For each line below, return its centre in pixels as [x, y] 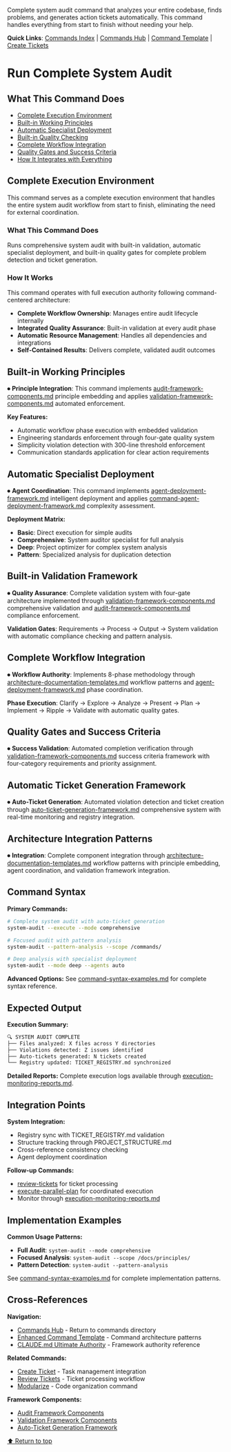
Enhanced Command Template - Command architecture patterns [109, 1337]
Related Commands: [37, 1358]
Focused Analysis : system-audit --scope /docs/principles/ [104, 1257]
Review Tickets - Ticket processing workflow [81, 1378]
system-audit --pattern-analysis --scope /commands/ [84, 947]
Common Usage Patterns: [45, 1237]
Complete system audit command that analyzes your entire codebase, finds [114, 10]
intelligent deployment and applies [99, 498]
